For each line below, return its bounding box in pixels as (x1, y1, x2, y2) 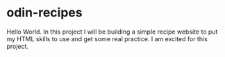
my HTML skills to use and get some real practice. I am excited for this (6, 34, 208, 43)
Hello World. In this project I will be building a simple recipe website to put (6, 27, 218, 36)
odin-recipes (6, 5, 83, 21)
